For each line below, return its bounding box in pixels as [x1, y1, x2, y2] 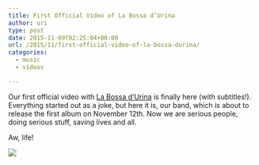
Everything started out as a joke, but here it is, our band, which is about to [8, 100, 249, 109]
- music [15, 56, 41, 64]
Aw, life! [8, 132, 34, 142]
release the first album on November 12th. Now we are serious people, [8, 109, 238, 118]
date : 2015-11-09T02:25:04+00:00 [8, 33, 119, 42]
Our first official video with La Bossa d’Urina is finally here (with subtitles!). [8, 92, 252, 102]
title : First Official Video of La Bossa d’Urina [8, 11, 176, 20]
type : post [8, 26, 44, 34]
